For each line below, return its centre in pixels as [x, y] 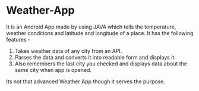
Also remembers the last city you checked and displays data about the [101, 64]
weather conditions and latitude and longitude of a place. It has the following [100, 33]
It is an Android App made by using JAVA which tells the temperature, [91, 27]
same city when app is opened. [53, 70]
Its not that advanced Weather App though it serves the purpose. [86, 81]
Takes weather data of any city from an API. [68, 51]
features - [18, 39]
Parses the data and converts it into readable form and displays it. [95, 57]
